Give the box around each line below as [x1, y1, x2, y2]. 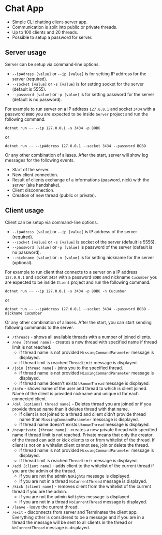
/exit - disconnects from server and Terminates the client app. [12, 509, 138, 515]
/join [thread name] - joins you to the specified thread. [12, 365, 123, 371]
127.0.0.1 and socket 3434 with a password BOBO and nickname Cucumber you [5, 274, 158, 280]
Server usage [5, 49, 47, 57]
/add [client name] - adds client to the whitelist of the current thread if [12, 463, 154, 469]
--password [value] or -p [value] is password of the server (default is [12, 244, 153, 250]
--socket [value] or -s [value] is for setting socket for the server [12, 81, 144, 87]
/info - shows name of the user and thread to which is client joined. [12, 385, 147, 391]
